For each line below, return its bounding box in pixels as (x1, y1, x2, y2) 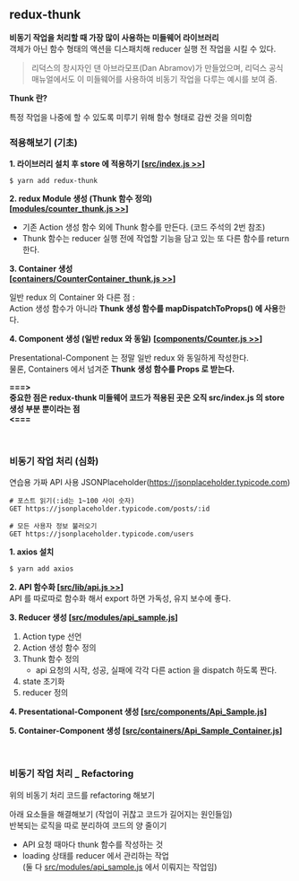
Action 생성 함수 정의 (21, 642, 97, 653)
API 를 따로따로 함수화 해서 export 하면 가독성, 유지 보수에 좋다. (9, 593, 231, 604)
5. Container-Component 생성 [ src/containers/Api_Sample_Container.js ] (9, 726, 283, 737)
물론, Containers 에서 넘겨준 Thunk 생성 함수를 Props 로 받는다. (9, 363, 235, 375)
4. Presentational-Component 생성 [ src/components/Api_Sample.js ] (9, 706, 267, 717)
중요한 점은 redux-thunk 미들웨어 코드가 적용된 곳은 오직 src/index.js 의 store (9, 392, 285, 403)
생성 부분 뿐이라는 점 (9, 404, 81, 414)
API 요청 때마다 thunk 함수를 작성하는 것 (21, 839, 164, 850)
